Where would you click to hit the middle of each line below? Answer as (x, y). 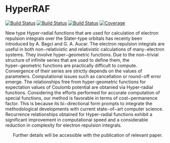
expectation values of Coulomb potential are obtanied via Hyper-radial (79, 87)
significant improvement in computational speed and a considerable (77, 120)
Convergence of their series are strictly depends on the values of (74, 71)
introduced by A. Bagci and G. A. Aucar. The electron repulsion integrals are (85, 43)
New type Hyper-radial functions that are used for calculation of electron (82, 33)
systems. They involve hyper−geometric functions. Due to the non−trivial (82, 55)
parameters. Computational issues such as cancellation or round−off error (83, 76)
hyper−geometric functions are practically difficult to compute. (71, 65)
